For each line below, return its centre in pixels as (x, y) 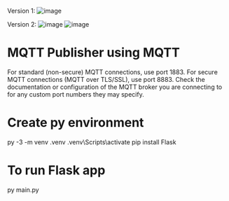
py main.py (23, 190)
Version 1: (21, 11)
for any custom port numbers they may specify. (76, 94)
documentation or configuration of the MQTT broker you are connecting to (115, 87)
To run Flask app (56, 171)
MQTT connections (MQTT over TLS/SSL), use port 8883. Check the (106, 79)
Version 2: (22, 24)
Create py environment (76, 123)
